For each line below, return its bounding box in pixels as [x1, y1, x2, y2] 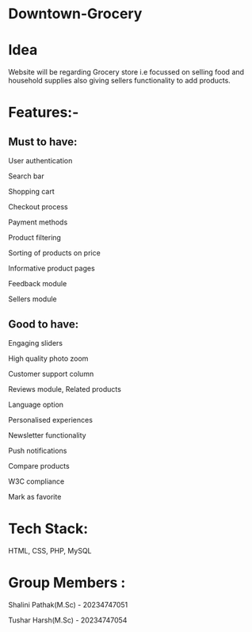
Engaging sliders [8, 338, 63, 347]
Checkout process [8, 202, 69, 212]
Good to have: [8, 317, 79, 331]
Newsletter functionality [8, 430, 86, 440]
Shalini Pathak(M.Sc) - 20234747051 [8, 599, 128, 609]
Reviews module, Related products [8, 384, 121, 393]
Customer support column [8, 369, 94, 378]
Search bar [8, 171, 45, 181]
